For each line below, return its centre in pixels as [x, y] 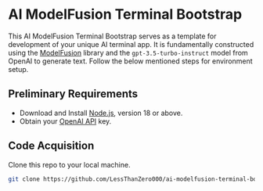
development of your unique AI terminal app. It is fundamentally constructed [131, 44]
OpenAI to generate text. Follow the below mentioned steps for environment [130, 61]
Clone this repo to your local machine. [69, 164]
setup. [18, 69]
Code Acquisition [51, 146]
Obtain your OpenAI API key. [65, 121]
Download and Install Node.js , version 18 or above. [101, 113]
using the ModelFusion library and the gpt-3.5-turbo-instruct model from [128, 52]
